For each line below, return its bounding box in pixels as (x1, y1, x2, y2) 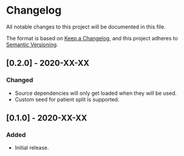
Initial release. (14, 144, 49, 151)
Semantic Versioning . (6, 41, 58, 48)
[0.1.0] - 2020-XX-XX (6, 113, 87, 123)
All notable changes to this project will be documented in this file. (6, 23, 166, 30)
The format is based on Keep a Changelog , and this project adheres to (6, 34, 178, 42)
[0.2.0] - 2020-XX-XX (6, 58, 90, 68)
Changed (6, 76, 34, 84)
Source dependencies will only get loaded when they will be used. (14, 90, 177, 97)
